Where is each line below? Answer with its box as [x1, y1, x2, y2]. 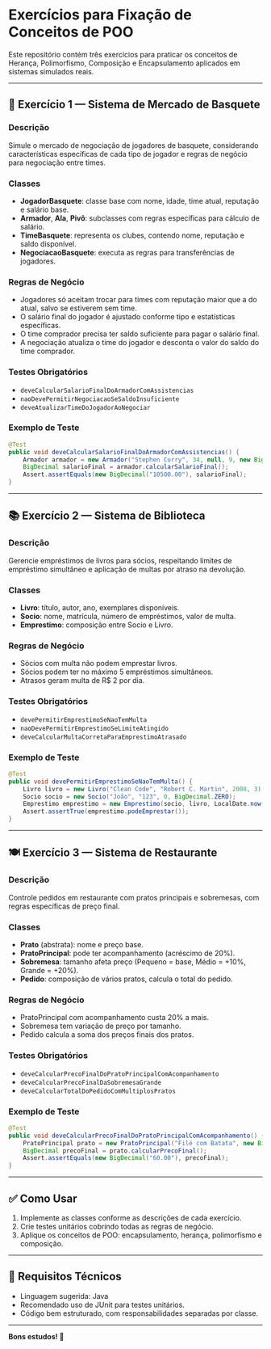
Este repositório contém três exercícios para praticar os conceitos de [8, 49, 238, 59]
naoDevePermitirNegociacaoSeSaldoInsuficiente [19, 394, 180, 403]
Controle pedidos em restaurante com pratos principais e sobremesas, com [8, 892, 260, 902]
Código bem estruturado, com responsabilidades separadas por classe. [19, 1308, 259, 1318]
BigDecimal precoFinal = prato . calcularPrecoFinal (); [23, 1146, 207, 1155]
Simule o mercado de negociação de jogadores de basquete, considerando [8, 140, 259, 150]
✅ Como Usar [8, 1191, 78, 1205]
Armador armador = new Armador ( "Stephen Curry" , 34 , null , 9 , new [23, 455, 251, 464]
